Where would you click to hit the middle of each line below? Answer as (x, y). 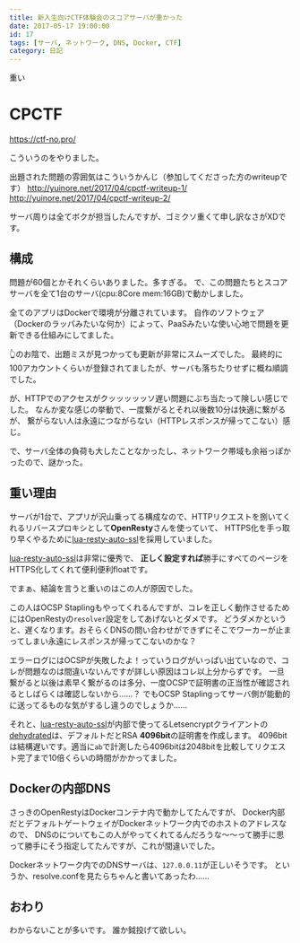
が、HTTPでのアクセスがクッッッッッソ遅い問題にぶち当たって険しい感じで (149, 398)
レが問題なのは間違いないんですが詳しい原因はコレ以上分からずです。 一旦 (147, 671)
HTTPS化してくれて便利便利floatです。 (81, 569)
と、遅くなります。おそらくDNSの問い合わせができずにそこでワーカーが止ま (150, 630)
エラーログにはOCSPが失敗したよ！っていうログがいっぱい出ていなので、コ (149, 659)
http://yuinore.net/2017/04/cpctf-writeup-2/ (90, 198)
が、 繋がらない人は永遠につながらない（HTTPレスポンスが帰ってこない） (146, 420)
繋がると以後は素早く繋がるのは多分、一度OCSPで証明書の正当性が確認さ (146, 682)
